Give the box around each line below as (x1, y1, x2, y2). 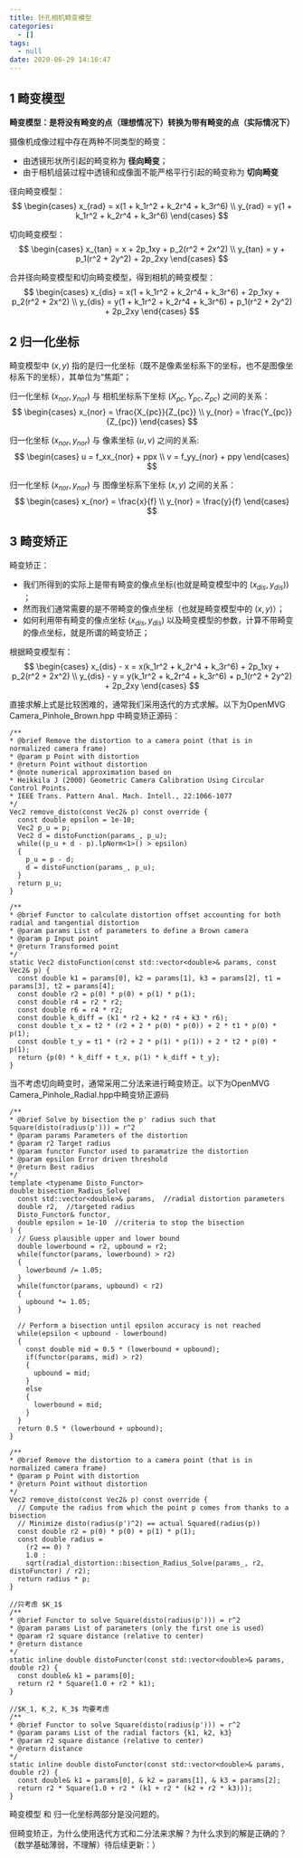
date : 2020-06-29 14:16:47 (9, 55, 111, 64)
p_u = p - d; (25, 855, 75, 864)
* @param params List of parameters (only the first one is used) (9, 1624, 265, 1634)
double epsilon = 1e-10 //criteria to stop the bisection (17, 1218, 245, 1227)
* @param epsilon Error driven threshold (9, 1155, 168, 1164)
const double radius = (17, 1535, 103, 1544)
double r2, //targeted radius (17, 1203, 136, 1212)
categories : (9, 22, 54, 31)
